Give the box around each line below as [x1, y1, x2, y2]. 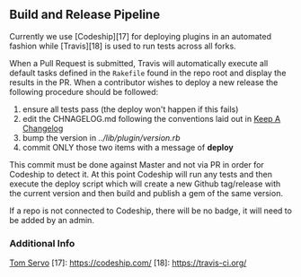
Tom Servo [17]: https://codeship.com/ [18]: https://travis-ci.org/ [9, 257, 247, 268]
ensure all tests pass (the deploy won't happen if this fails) [22, 103, 239, 115]
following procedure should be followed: [9, 86, 159, 97]
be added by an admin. [9, 214, 94, 225]
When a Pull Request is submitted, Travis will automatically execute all [9, 57, 269, 68]
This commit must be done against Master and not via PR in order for [9, 159, 265, 169]
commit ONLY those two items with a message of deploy [22, 142, 234, 152]
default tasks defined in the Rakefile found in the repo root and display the [9, 67, 287, 78]
